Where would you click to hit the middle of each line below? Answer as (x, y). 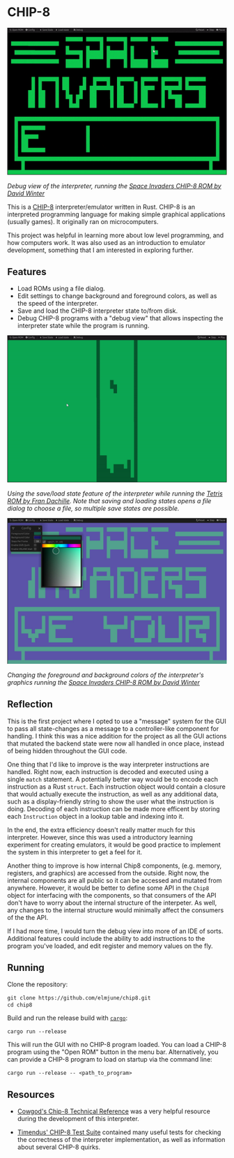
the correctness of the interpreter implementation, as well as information (121, 1140)
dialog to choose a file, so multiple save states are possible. (93, 509)
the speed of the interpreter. (58, 304)
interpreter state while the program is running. (83, 326)
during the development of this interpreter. (78, 1119)
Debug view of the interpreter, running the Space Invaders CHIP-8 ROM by (114, 186)
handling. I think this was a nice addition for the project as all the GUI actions (117, 736)
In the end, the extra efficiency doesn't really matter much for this (101, 830)
